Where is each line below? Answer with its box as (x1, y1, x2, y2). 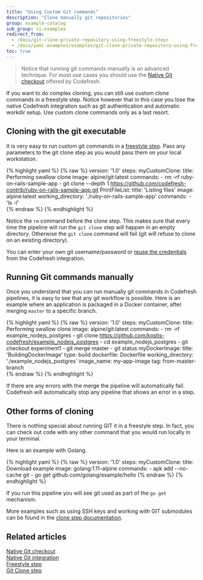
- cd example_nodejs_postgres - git (99, 338, 188, 345)
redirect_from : (6, 31, 45, 37)
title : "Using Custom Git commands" (6, 8, 98, 15)
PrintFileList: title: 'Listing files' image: (99, 186, 195, 194)
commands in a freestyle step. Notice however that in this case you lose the (6, 96, 195, 103)
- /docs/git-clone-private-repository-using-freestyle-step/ (11, 37, 169, 43)
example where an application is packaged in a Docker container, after (6, 301, 182, 308)
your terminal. (6, 435, 41, 442)
